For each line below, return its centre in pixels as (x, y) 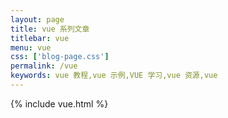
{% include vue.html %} (59, 103)
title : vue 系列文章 (50, 29)
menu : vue (31, 47)
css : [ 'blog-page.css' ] (60, 57)
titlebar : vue (40, 38)
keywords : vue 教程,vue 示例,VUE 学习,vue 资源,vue (114, 76)
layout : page (37, 19)
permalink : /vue (44, 66)
